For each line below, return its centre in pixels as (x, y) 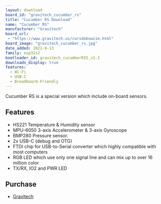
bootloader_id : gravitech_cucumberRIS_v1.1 (53, 58)
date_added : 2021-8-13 (30, 48)
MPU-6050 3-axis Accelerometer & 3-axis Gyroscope (70, 130)
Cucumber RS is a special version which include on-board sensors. (76, 96)
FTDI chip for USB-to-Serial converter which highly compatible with (84, 146)
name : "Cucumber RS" (28, 24)
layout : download (24, 10)
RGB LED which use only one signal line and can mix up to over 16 (83, 157)
